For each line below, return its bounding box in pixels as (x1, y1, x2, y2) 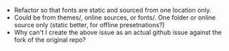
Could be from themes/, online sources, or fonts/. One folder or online (13, 13, 216, 22)
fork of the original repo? (13, 36, 86, 44)
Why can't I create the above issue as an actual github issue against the (13, 28, 222, 36)
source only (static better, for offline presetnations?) (13, 21, 165, 29)
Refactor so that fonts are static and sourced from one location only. (13, 6, 212, 14)
